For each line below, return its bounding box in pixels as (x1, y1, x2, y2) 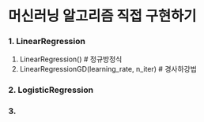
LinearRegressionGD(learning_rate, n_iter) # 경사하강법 (19, 65, 198, 74)
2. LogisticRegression (8, 84, 94, 95)
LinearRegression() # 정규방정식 (19, 54, 123, 64)
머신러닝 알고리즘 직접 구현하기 (8, 7, 197, 25)
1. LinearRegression (8, 36, 85, 47)
